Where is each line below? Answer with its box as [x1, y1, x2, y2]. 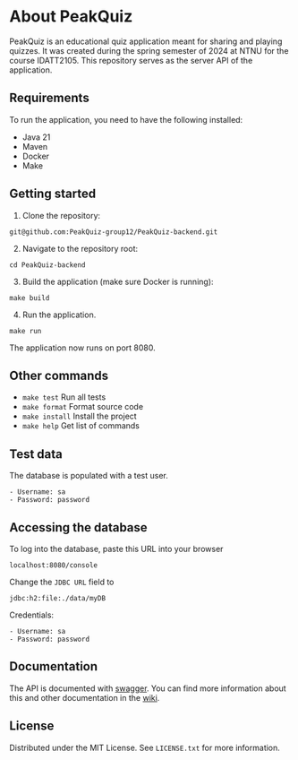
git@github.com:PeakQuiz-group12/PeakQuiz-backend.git [9, 227, 218, 237]
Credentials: [9, 609, 55, 620]
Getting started [9, 186, 97, 202]
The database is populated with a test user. [9, 471, 168, 481]
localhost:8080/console [9, 561, 98, 570]
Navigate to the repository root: [21, 243, 139, 254]
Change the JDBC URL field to [9, 576, 115, 587]
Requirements [9, 91, 89, 106]
